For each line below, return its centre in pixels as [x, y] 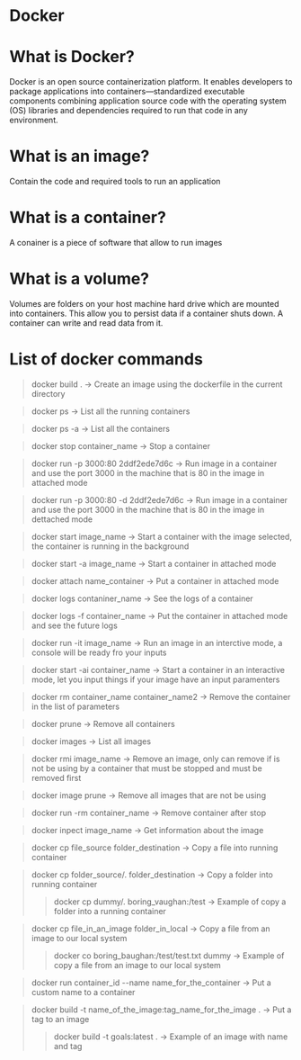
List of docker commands [106, 359]
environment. [34, 120]
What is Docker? [72, 57]
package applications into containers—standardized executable [127, 92]
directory [48, 393]
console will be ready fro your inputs [99, 652]
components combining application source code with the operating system [148, 101]
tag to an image [60, 1019]
